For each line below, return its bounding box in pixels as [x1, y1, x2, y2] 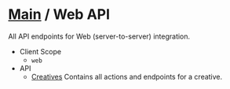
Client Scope [19, 46, 61, 56]
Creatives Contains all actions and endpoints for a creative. [31, 72, 223, 81]
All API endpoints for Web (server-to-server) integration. [8, 32, 191, 41]
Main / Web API [8, 6, 111, 24]
